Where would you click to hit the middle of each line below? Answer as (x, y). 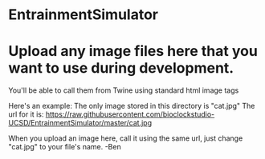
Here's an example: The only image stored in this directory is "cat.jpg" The (132, 106)
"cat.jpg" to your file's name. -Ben (65, 147)
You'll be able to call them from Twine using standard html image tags (124, 90)
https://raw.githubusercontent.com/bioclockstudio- (130, 114)
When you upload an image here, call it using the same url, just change (126, 138)
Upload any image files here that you (133, 52)
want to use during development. (121, 68)
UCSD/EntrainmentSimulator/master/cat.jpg (80, 123)
